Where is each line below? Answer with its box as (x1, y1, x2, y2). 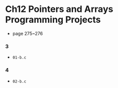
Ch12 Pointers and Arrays (5, 3, 113, 15)
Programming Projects (5, 14, 101, 25)
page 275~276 (12, 30, 43, 36)
